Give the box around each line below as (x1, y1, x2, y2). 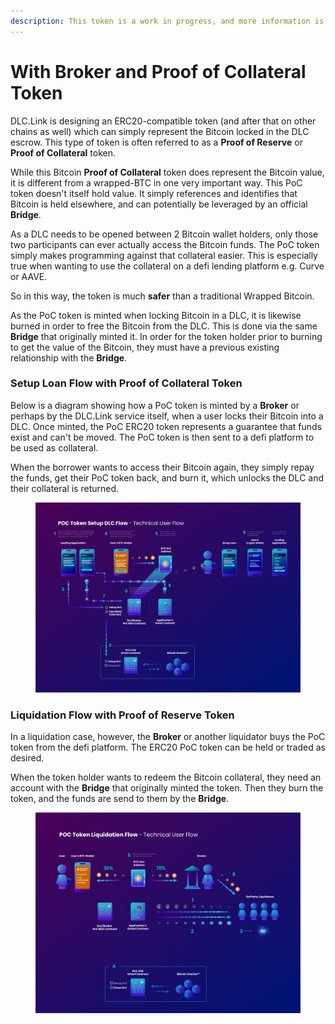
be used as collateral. (10, 441, 99, 454)
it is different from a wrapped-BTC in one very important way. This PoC (10, 176, 303, 189)
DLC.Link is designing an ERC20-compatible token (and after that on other (10, 115, 317, 127)
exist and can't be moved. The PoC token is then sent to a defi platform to (10, 431, 315, 443)
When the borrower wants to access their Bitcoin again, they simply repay (10, 461, 315, 473)
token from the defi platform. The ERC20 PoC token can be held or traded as (10, 741, 326, 754)
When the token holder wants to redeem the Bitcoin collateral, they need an (10, 771, 322, 784)
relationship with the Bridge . (10, 351, 128, 364)
